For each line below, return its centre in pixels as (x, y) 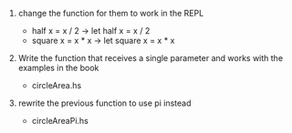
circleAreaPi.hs (60, 121)
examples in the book (58, 68)
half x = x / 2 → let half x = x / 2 (91, 31)
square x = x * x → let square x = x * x (103, 41)
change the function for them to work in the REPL (111, 13)
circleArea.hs (57, 85)
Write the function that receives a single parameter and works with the (151, 58)
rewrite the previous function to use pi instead (104, 103)
